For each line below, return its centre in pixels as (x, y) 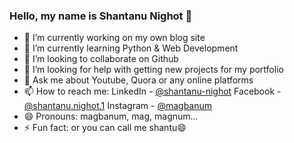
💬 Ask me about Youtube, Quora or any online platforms (138, 80)
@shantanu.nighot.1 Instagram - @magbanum (118, 106)
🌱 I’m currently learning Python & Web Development (131, 48)
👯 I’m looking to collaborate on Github (101, 59)
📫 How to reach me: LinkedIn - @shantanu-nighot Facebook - (152, 91)
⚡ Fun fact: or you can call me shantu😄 (105, 128)
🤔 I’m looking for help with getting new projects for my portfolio (153, 70)
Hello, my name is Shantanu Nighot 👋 (101, 16)
